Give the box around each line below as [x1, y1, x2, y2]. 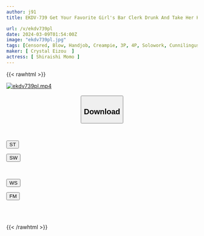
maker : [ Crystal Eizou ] [6, 48, 75, 55]
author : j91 [6, 9, 36, 15]
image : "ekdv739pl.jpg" [6, 37, 67, 43]
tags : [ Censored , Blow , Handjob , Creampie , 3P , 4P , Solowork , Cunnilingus [6, 43, 200, 49]
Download [84, 107, 120, 116]
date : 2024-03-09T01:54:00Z [6, 31, 78, 37]
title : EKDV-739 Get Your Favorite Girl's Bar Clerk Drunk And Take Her [6, 15, 194, 21]
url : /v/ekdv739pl [6, 26, 53, 32]
